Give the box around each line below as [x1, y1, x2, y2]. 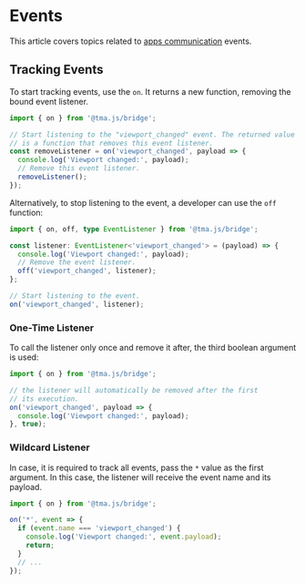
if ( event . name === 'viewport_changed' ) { [17, 524, 181, 533]
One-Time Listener [9, 321, 94, 333]
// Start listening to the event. [9, 292, 141, 301]
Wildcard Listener [9, 441, 90, 454]
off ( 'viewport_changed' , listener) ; [17, 266, 157, 276]
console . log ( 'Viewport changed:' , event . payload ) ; [25, 532, 222, 542]
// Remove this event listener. [17, 164, 141, 173]
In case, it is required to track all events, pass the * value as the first [9, 462, 264, 473]
